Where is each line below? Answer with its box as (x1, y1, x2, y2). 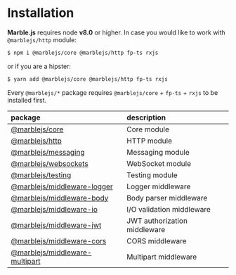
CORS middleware (126, 236, 188, 245)
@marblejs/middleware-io (11, 204, 98, 214)
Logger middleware (126, 181, 191, 191)
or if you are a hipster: (7, 62, 72, 70)
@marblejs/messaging (11, 147, 85, 157)
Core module (126, 124, 170, 134)
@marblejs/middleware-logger (11, 181, 114, 191)
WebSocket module (126, 158, 192, 168)
